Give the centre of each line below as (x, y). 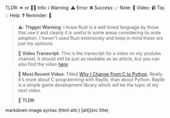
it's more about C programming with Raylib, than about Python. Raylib (91, 79)
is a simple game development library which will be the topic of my (88, 85)
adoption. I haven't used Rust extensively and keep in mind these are (90, 38)
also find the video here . (44, 64)
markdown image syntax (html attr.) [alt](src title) (57, 110)
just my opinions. (36, 43)
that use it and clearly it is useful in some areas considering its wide (89, 32)
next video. (30, 90)
